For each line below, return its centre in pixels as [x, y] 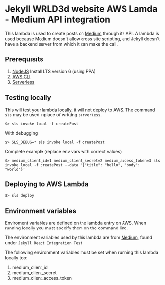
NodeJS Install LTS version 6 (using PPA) [54, 71]
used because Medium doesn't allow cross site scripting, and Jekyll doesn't [82, 39]
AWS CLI [21, 77]
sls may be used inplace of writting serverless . [54, 114]
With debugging [21, 133]
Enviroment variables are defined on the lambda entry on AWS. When [76, 223]
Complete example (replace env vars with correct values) [63, 151]
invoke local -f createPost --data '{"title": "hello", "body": [73, 165]
